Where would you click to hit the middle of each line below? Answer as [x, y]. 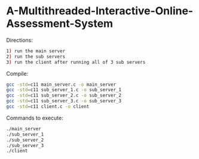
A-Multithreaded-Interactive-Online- [100, 11]
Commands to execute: [35, 118]
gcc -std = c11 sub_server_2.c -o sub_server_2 [64, 96]
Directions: [19, 40]
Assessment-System [60, 24]
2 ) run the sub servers [36, 57]
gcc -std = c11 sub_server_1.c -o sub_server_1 [64, 90]
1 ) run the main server [36, 51]
